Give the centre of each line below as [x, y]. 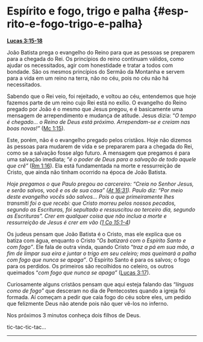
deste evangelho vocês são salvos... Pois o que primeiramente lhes [91, 196]
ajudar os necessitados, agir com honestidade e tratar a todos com [90, 65]
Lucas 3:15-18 [25, 40]
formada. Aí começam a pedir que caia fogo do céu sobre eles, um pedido [99, 297]
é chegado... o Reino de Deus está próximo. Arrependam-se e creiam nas [98, 121]
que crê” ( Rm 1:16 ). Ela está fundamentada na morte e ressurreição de [94, 166]
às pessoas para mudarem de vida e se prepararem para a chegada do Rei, [100, 146]
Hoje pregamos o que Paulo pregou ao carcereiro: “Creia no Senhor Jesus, [101, 184]
